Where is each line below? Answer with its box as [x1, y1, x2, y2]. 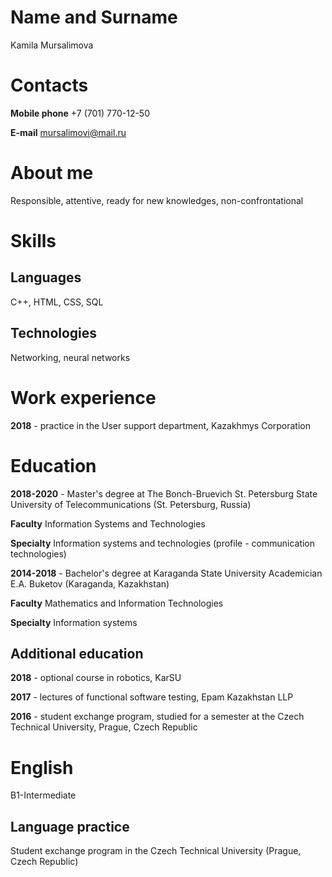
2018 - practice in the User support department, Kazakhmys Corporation [10, 419, 311, 431]
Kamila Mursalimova [10, 39, 94, 51]
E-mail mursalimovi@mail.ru [10, 126, 127, 138]
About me [10, 162, 94, 185]
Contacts [10, 74, 89, 97]
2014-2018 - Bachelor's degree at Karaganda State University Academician [10, 567, 323, 579]
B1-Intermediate [10, 789, 77, 801]
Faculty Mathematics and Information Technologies [10, 597, 224, 609]
